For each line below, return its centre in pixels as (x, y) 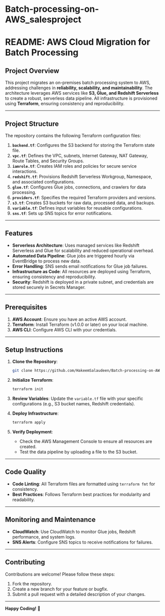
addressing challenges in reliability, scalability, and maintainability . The (79, 88)
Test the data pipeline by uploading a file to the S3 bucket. (78, 452)
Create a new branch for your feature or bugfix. (60, 589)
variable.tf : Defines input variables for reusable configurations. (78, 208)
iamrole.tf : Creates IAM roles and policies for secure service (74, 166)
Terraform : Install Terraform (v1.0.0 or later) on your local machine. (80, 325)
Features (19, 234)
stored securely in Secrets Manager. (49, 287)
